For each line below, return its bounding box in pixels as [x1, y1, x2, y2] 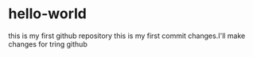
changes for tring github [8, 39, 88, 48]
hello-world [8, 5, 88, 23]
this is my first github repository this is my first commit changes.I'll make [8, 31, 246, 40]
